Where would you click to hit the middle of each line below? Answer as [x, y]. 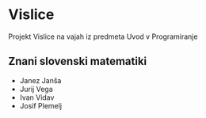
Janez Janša [40, 80]
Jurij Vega [36, 89]
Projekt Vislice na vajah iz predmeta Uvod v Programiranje [103, 36]
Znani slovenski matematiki [78, 61]
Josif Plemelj [40, 105]
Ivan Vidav [37, 97]
